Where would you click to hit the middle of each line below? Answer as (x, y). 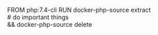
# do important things (38, 17)
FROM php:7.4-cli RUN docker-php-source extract (79, 10)
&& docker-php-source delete (50, 24)
